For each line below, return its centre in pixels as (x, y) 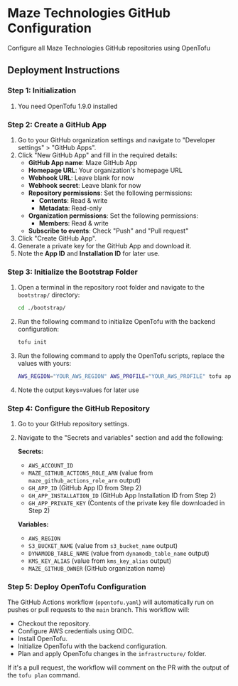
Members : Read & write (74, 223)
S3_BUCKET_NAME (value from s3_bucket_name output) (103, 546)
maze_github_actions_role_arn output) (84, 480)
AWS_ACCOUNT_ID (50, 466)
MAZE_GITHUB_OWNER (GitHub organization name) (97, 569)
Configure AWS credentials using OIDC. (76, 631)
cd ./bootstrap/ (42, 308)
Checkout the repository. (54, 623)
